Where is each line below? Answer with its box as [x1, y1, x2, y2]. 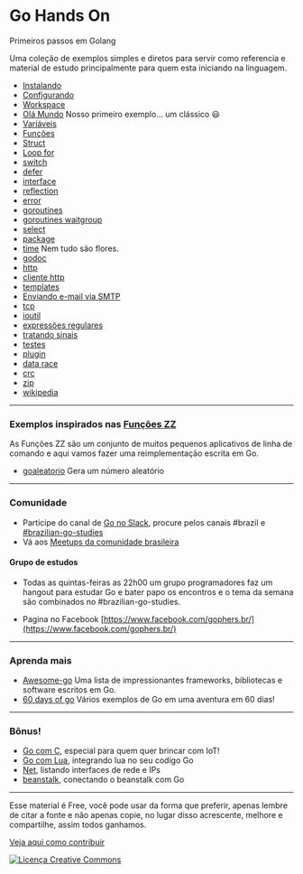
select [22, 223, 46, 235]
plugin [22, 349, 47, 359]
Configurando [22, 89, 75, 100]
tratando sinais [22, 329, 78, 339]
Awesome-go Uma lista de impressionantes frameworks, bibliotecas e [22, 674, 282, 686]
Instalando [22, 79, 62, 90]
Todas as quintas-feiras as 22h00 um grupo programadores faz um [22, 577, 273, 588]
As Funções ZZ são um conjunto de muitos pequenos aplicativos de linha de [9, 439, 293, 450]
